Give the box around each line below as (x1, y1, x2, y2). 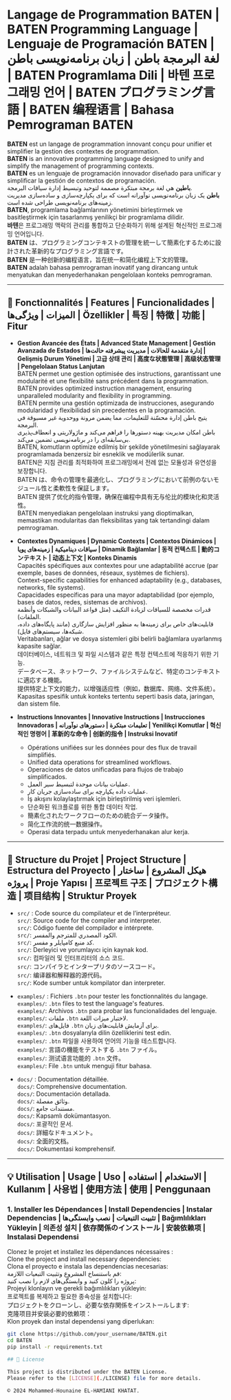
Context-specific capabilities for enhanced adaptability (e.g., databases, (16, 575, 222, 584)
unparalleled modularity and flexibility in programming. (16, 391, 172, 399)
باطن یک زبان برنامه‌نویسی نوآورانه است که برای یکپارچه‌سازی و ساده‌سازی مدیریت (7, 191, 220, 199)
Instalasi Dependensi (7, 1232, 79, 1242)
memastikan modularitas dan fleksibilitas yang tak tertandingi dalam (16, 516, 210, 524)
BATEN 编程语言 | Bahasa (29, 102, 175, 118)
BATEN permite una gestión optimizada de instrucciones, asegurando (16, 399, 214, 407)
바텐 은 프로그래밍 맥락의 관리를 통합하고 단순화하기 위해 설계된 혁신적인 (7, 221, 198, 229)
